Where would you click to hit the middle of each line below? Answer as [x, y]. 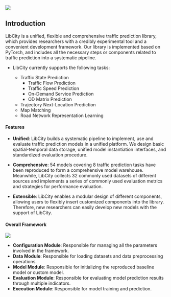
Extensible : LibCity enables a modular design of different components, [87, 196]
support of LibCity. [32, 213]
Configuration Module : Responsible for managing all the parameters [85, 245]
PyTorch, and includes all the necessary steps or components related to [81, 52]
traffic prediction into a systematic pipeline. [51, 58]
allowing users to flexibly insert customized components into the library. [88, 202]
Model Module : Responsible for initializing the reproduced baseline [83, 267]
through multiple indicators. [42, 283]
